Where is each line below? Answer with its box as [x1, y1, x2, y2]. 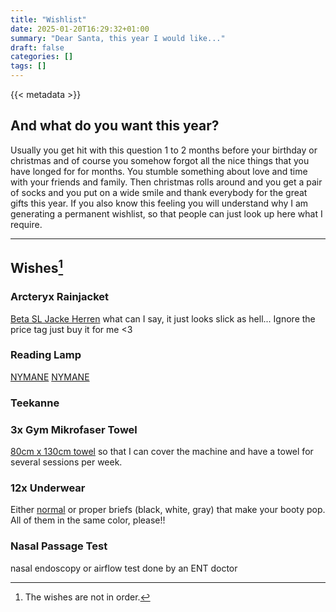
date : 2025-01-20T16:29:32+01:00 [10, 24, 150, 34]
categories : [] [10, 52, 74, 62]
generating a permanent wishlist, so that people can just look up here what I [10, 207, 323, 220]
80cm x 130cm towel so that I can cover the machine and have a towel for [10, 446, 314, 458]
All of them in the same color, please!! [10, 514, 166, 526]
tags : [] [10, 61, 47, 71]
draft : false [10, 42, 65, 53]
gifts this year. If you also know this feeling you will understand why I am [10, 197, 309, 209]
